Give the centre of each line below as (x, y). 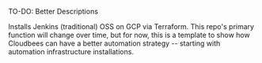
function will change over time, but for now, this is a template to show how (129, 35)
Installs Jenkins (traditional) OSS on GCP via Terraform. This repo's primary (131, 26)
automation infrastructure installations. (71, 52)
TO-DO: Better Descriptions (53, 11)
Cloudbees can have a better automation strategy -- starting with (114, 43)
